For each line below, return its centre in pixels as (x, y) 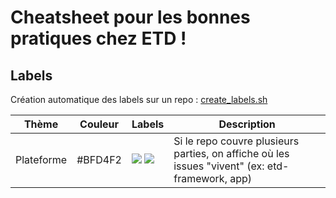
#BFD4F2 (99, 159)
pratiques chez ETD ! (98, 38)
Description (247, 124)
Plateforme (41, 159)
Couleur (99, 124)
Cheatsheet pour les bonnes (130, 17)
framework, (200, 178)
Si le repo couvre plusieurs (236, 141)
